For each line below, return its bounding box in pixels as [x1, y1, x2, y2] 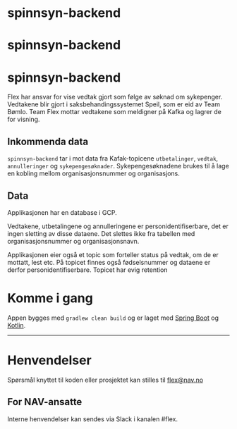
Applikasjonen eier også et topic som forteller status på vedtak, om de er [7, 250, 219, 259]
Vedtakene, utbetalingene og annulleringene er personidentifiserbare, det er [7, 222, 229, 230]
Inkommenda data [7, 135, 89, 147]
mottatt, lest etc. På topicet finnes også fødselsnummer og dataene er [7, 258, 211, 266]
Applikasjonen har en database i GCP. [7, 208, 118, 216]
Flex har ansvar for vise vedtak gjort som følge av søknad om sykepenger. [7, 93, 223, 101]
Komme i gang [7, 290, 93, 306]
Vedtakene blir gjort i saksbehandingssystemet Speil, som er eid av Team [7, 100, 221, 108]
